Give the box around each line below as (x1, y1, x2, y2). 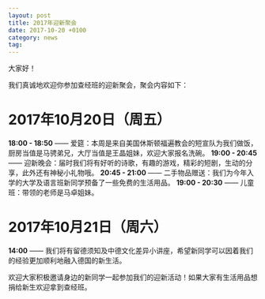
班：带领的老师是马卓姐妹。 (8, 188, 99, 197)
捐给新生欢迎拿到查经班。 (8, 282, 92, 292)
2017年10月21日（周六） (8, 219, 168, 237)
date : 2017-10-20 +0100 (8, 26, 87, 34)
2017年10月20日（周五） (8, 111, 172, 129)
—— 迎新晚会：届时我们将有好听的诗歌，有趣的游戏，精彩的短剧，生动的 (8, 159, 246, 168)
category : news (8, 33, 59, 42)
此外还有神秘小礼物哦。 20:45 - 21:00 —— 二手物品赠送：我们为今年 (21, 168, 248, 178)
